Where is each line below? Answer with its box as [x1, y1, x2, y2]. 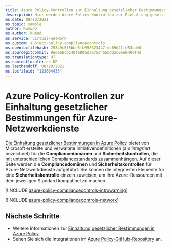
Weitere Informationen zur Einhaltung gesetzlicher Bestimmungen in [12, 225, 155, 231]
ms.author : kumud [5, 31, 42, 36]
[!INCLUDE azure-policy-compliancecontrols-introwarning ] [5, 187, 128, 193]
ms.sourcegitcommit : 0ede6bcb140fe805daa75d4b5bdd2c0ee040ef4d [5, 50, 142, 55]
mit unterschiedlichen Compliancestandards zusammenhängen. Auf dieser [5, 156, 161, 162]
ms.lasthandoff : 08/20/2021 [5, 64, 65, 69]
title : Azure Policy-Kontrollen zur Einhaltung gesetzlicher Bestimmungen [5, 7, 166, 13]
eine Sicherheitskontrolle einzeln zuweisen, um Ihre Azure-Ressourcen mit [5, 172, 163, 178]
